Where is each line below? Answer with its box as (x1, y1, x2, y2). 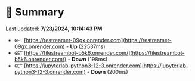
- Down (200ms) (86, 68, 129, 75)
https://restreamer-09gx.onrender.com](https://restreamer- (26, 36, 172, 43)
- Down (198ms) (67, 55, 108, 63)
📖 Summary (5, 5, 64, 19)
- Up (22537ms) (66, 43, 106, 50)
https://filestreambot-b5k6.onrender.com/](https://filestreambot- (26, 49, 185, 56)
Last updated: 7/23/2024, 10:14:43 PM (5, 25, 103, 32)
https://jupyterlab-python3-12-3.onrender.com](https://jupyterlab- (26, 62, 189, 69)
